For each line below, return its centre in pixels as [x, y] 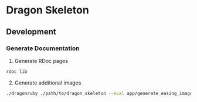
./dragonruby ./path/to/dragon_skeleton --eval [65, 93]
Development [31, 32]
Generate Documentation [43, 48]
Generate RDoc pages [41, 61]
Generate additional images [48, 83]
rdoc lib [17, 71]
